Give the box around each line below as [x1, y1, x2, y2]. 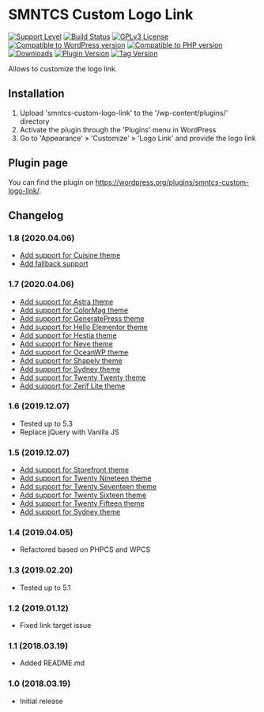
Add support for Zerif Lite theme [19, 381, 126, 390]
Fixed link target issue [19, 621, 92, 630]
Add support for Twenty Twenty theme [19, 373, 146, 382]
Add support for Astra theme [19, 297, 114, 306]
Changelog [8, 209, 64, 222]
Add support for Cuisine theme [19, 251, 121, 260]
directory [19, 117, 50, 126]
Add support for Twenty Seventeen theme [19, 482, 157, 492]
